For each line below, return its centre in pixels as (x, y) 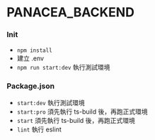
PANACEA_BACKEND (71, 12)
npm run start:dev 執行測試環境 (63, 68)
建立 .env (30, 58)
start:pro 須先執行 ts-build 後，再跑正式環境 (82, 112)
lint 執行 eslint (39, 129)
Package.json (30, 86)
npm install (34, 50)
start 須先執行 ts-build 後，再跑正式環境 (76, 120)
